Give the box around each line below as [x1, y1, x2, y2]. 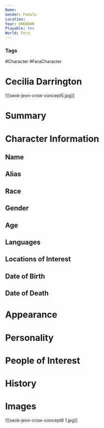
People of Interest [5, 355, 81, 366]
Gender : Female [5, 12, 37, 17]
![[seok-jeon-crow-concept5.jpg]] [5, 93, 75, 99]
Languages [5, 238, 41, 246]
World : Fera [5, 31, 30, 36]
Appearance [5, 309, 58, 320]
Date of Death [5, 289, 49, 298]
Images [5, 401, 36, 412]
